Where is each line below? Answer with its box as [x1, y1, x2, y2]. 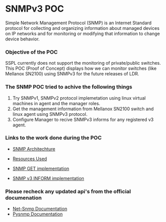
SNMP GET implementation [12, 165, 70, 171]
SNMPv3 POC [5, 3, 64, 15]
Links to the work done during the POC [5, 135, 102, 142]
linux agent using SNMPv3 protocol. [12, 111, 88, 117]
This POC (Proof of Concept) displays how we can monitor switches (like [5, 65, 157, 71]
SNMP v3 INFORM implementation [12, 175, 84, 181]
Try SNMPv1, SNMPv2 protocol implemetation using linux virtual [12, 95, 146, 101]
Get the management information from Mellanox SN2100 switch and [12, 106, 154, 112]
